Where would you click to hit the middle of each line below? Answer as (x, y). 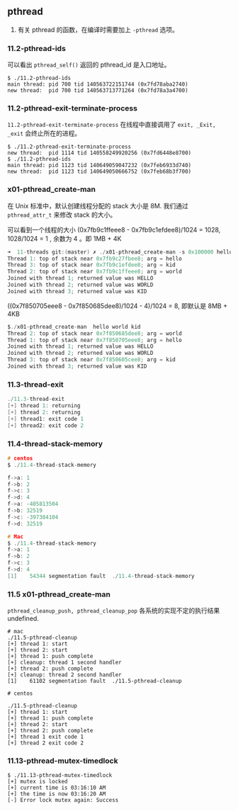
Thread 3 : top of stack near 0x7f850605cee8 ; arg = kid (91, 360)
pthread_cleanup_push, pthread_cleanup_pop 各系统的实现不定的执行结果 (114, 611)
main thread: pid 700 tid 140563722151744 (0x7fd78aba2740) (98, 84)
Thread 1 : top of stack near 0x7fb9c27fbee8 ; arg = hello (95, 259)
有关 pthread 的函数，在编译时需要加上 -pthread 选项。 (98, 29)
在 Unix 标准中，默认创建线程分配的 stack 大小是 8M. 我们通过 (98, 205)
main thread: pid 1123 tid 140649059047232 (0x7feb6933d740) (100, 166)
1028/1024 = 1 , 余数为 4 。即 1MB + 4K (64, 238)
